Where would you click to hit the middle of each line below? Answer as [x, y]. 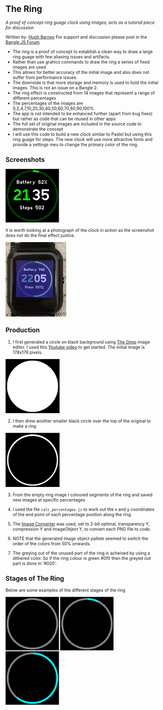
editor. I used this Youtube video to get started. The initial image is [79, 347]
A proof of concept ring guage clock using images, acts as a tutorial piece [80, 22]
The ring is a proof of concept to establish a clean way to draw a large [83, 52]
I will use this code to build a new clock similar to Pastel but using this [82, 134]
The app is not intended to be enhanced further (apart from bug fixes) [82, 113]
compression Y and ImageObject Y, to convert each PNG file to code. [82, 529]
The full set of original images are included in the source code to [77, 124]
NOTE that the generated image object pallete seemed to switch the [80, 538]
